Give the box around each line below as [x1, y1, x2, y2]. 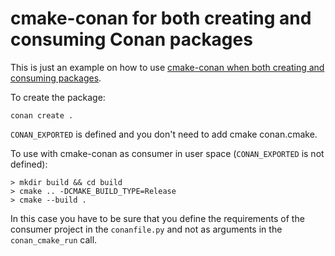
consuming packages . [10, 72, 102, 84]
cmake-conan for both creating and [10, 7, 312, 30]
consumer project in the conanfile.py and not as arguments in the [10, 223, 283, 235]
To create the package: [10, 91, 106, 103]
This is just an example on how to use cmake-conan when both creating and [10, 61, 325, 73]
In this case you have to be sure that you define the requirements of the [10, 212, 305, 224]
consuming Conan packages [10, 28, 253, 51]
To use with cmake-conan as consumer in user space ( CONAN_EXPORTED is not [10, 147, 325, 159]
